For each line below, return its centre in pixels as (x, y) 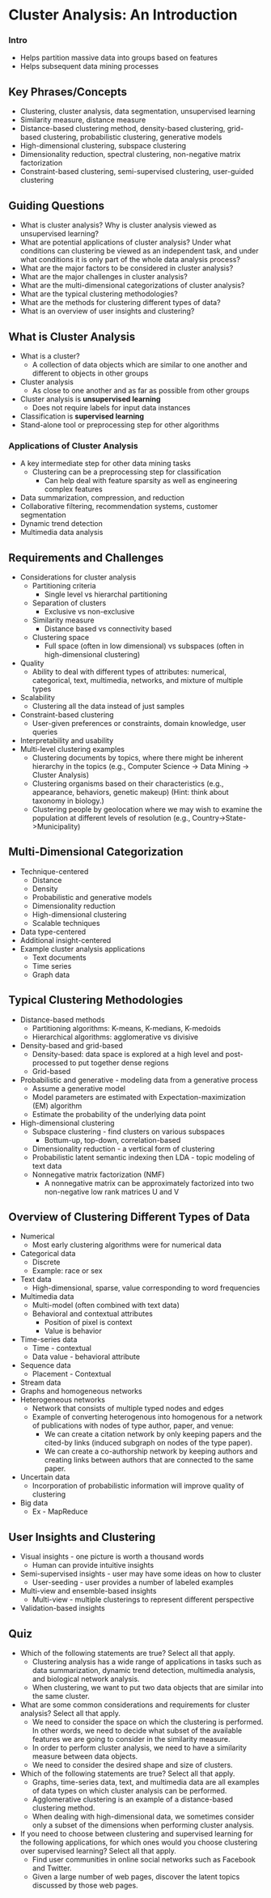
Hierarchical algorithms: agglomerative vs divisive (115, 1037)
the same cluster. (61, 1696)
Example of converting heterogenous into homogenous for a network (147, 1417)
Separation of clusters (69, 603)
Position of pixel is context (88, 1323)
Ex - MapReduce (60, 1512)
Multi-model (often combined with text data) (106, 1306)
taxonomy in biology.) (68, 801)
